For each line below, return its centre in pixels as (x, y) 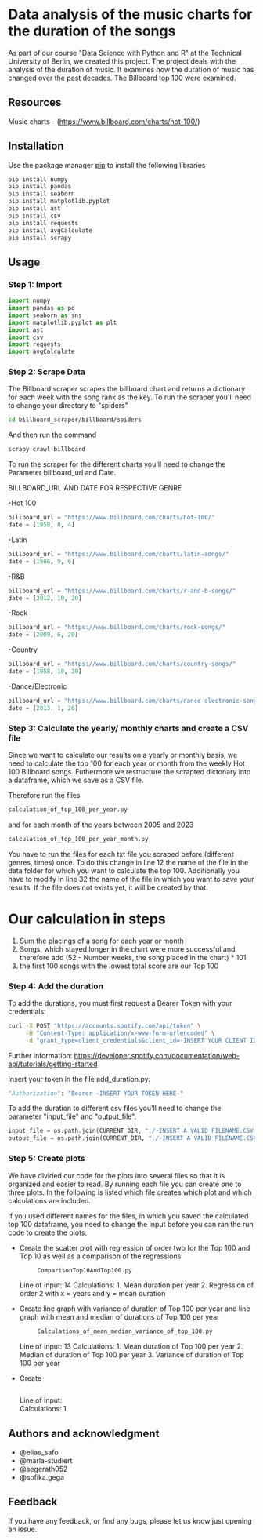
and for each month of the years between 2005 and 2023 (101, 825)
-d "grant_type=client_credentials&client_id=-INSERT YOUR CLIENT (136, 1040)
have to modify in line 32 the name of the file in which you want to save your (131, 879)
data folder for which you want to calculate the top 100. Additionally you (124, 870)
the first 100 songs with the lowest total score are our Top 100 (119, 966)
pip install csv (34, 216)
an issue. (23, 1529)
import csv (26, 337)
